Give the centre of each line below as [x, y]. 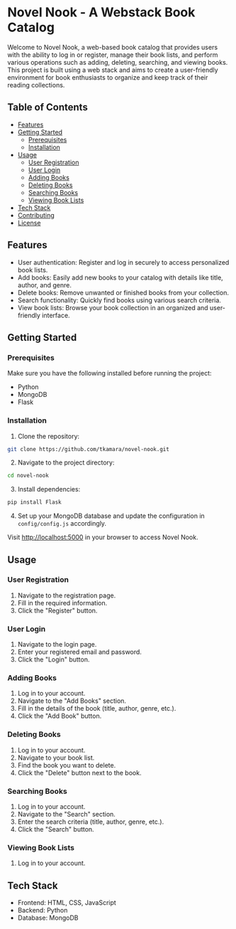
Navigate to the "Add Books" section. [72, 701]
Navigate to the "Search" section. [66, 814]
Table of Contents [48, 107]
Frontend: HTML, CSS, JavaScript [67, 903]
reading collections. [36, 85]
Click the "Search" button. [56, 829]
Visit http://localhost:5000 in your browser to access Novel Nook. [103, 537]
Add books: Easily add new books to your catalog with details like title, [120, 277]
